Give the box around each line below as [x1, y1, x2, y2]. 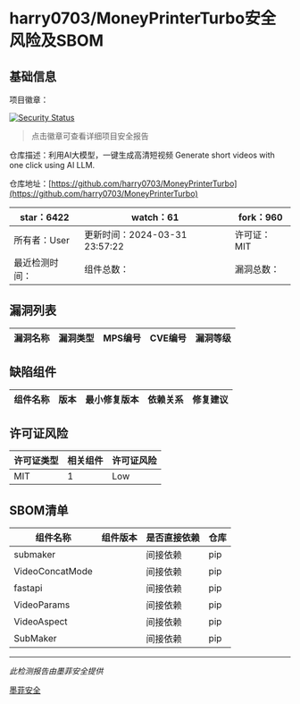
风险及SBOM [9, 30, 104, 51]
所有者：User [13, 234, 70, 246]
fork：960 [237, 211, 283, 224]
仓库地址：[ [9, 178, 52, 189]
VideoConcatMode [13, 565, 94, 578]
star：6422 [20, 211, 70, 224]
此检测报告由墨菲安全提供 [9, 666, 104, 676]
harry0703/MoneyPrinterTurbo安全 [9, 8, 277, 29]
